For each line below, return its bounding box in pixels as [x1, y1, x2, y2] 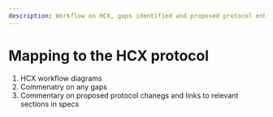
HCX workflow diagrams [19, 73, 102, 83]
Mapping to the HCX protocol [8, 46, 210, 65]
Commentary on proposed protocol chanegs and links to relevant [19, 90, 239, 100]
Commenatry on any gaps [19, 81, 107, 91]
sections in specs [19, 98, 80, 109]
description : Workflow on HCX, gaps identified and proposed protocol [8, 11, 253, 20]
